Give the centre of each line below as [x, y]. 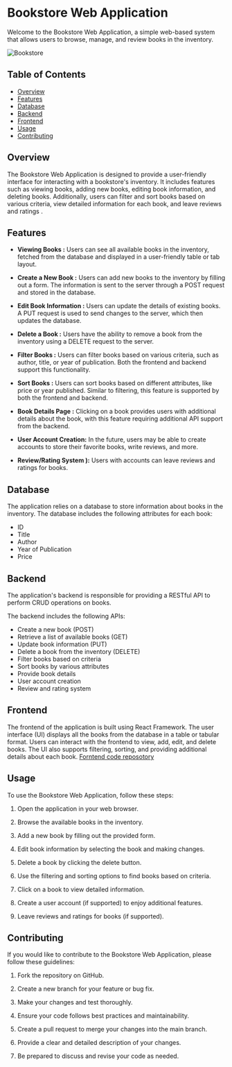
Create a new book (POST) [55, 629]
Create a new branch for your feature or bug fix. [86, 989]
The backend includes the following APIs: [66, 616]
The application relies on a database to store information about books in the [115, 506]
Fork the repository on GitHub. [61, 975]
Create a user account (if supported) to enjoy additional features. [110, 902]
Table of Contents [47, 75]
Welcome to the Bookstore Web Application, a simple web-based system [111, 32]
